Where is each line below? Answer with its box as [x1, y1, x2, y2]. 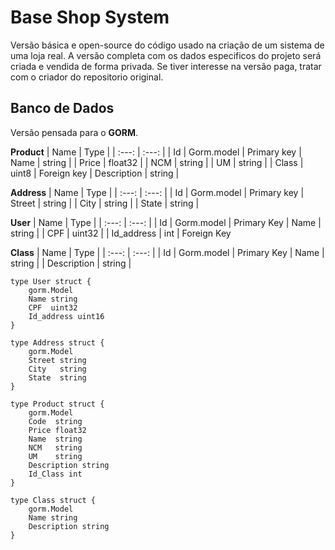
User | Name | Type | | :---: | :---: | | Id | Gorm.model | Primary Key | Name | [10, 216, 322, 228]
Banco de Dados [10, 100, 115, 117]
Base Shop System [10, 6, 170, 29]
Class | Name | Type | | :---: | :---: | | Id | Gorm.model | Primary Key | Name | [10, 246, 325, 258]
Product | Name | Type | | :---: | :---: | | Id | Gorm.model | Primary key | [10, 146, 302, 158]
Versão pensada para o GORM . [10, 126, 139, 138]
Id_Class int [28, 469, 83, 479]
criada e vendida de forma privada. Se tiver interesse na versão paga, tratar [10, 60, 322, 72]
